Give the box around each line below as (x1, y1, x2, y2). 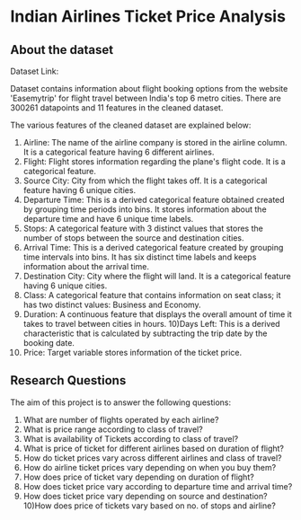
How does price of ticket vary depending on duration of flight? (22, 472, 254, 482)
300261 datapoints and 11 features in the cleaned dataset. (10, 102, 224, 113)
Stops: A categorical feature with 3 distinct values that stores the (22, 223, 263, 234)
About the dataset (10, 42, 114, 57)
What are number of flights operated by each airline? (22, 414, 219, 425)
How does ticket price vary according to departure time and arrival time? (22, 480, 293, 491)
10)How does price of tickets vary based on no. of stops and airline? (22, 500, 277, 511)
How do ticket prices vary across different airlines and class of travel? (22, 452, 282, 463)
